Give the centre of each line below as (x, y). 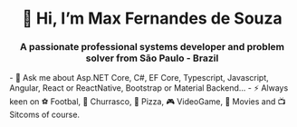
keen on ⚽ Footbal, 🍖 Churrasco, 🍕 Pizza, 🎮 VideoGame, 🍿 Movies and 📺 (148, 102)
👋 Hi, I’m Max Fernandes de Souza (152, 19)
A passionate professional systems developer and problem (152, 47)
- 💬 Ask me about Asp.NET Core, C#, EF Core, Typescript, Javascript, (139, 78)
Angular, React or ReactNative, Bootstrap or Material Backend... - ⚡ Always (149, 88)
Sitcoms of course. (44, 115)
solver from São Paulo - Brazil (152, 58)
